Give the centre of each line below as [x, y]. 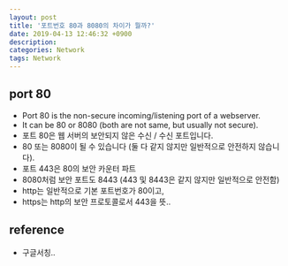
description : [33, 42]
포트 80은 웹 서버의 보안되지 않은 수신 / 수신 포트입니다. [117, 135]
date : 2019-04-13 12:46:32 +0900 [71, 34]
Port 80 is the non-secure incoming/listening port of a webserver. [141, 115]
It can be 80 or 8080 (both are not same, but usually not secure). [140, 125]
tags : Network [35, 58]
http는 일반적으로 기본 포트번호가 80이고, [93, 190]
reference [37, 230]
